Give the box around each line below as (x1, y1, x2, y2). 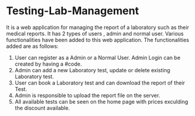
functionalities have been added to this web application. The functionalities (6, 36, 190, 43)
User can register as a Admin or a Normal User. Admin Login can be (14, 54, 181, 61)
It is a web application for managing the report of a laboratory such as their (6, 24, 190, 31)
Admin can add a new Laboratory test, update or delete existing (14, 66, 171, 73)
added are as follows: (6, 43, 59, 50)
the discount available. (14, 104, 70, 111)
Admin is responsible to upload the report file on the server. (14, 92, 161, 99)
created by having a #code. (14, 60, 82, 67)
